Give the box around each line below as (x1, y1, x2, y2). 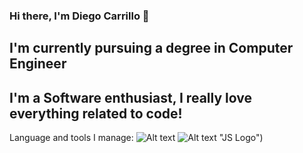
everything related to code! (9, 105, 183, 122)
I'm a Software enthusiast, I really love (9, 89, 252, 106)
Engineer (9, 55, 67, 73)
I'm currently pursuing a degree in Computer (9, 40, 294, 57)
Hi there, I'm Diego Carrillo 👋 (9, 9, 150, 23)
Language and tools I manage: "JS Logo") (9, 132, 264, 144)
